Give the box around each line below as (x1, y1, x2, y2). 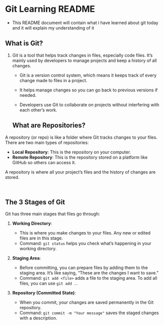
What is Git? (5, 39, 43, 48)
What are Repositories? (12, 121, 86, 130)
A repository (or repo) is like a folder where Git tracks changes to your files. (5, 134, 158, 140)
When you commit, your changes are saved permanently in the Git (19, 299, 154, 305)
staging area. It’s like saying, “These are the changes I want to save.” (19, 270, 159, 276)
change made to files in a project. (19, 77, 87, 83)
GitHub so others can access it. (12, 159, 76, 165)
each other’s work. (19, 107, 57, 113)
